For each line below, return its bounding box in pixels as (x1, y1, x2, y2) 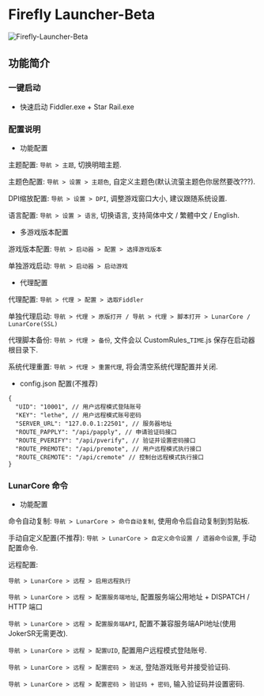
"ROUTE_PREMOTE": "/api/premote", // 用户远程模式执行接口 (15, 445, 202, 453)
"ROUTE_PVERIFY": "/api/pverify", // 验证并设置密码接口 (15, 436, 196, 444)
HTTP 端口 (8, 602, 43, 611)
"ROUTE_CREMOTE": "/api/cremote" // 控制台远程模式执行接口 (15, 453, 204, 461)
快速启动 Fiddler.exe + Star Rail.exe (19, 101, 134, 112)
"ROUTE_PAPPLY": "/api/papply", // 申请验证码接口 (15, 428, 177, 436)
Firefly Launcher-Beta (8, 6, 156, 24)
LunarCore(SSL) (8, 320, 58, 328)
